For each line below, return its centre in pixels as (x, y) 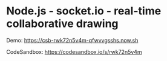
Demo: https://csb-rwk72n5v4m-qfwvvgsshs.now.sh (72, 40)
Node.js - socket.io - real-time (84, 11)
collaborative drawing (63, 24)
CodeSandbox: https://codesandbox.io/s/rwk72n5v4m (74, 51)
